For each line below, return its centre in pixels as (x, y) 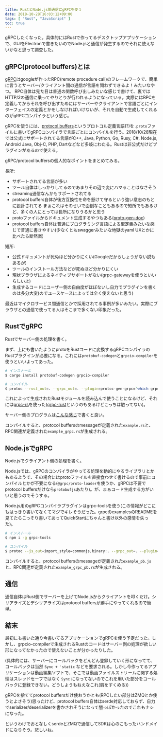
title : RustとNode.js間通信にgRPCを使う (43, 9)
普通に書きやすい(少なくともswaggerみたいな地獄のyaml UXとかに (87, 230)
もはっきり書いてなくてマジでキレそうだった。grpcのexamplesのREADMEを (81, 512)
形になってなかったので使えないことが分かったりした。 (60, 650)
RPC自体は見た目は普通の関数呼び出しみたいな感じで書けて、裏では (82, 91)
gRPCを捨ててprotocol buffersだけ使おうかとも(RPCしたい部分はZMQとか (79, 695)
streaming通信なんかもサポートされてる (52, 194)
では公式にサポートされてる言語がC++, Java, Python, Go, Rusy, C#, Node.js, (81, 138)
